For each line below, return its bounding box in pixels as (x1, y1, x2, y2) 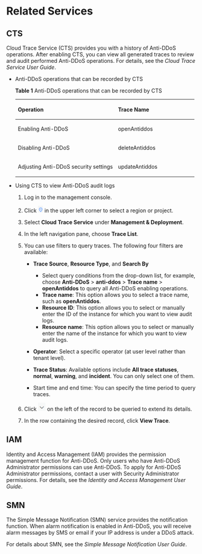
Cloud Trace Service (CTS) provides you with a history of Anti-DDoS (6, 44, 176, 51)
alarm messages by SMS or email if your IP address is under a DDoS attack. (6, 529, 194, 536)
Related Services (6, 4, 93, 18)
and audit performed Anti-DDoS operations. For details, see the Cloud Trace (6, 57, 196, 64)
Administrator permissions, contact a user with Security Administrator (6, 470, 180, 477)
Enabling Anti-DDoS (17, 125, 68, 132)
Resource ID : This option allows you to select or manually (42, 304, 185, 311)
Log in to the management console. (24, 194, 113, 201)
